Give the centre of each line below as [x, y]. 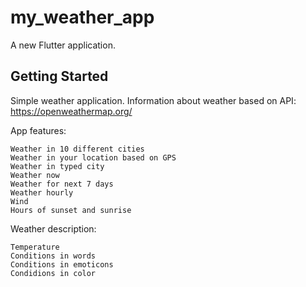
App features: [38, 130]
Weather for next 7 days [62, 184]
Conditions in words [53, 256]
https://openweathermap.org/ [71, 111]
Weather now [35, 175]
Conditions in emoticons [62, 264]
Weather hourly [42, 192]
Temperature [35, 247]
